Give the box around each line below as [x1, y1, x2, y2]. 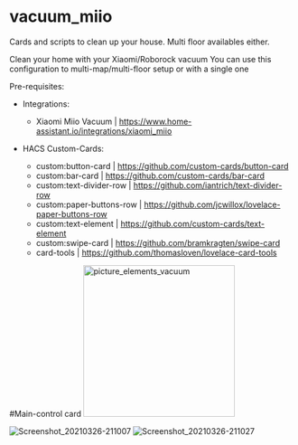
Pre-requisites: [9, 80, 65, 91]
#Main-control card [9, 408, 82, 419]
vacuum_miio [9, 6, 113, 27]
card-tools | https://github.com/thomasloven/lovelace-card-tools [35, 247, 277, 258]
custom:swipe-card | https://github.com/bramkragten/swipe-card [35, 237, 281, 248]
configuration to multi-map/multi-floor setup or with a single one [9, 63, 249, 74]
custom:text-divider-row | [35, 179, 132, 191]
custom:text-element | [35, 218, 119, 229]
